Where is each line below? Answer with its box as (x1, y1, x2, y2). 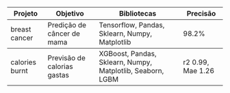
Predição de (47, 21, 87, 29)
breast (10, 25, 31, 34)
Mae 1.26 (183, 66, 214, 75)
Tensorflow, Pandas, (99, 21, 165, 29)
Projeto (13, 9, 38, 18)
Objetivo (55, 9, 84, 18)
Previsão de (47, 53, 86, 62)
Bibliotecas (118, 9, 157, 18)
